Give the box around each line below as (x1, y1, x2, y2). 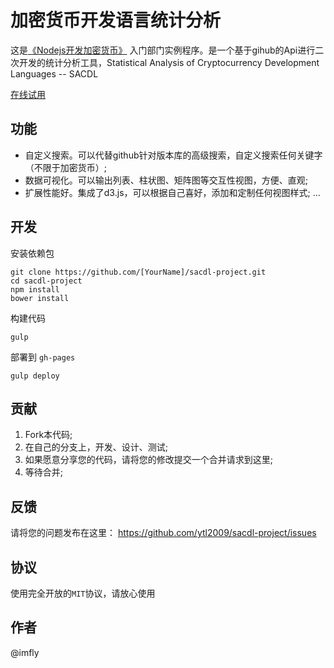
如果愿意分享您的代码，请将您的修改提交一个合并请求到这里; (24, 454, 274, 466)
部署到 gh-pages (10, 351, 76, 363)
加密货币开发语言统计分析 (10, 9, 222, 32)
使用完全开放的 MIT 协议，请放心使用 (10, 587, 156, 599)
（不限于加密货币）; (24, 161, 108, 173)
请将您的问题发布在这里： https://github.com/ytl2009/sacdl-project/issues (10, 527, 317, 539)
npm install (10, 284, 60, 295)
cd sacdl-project (10, 276, 83, 286)
